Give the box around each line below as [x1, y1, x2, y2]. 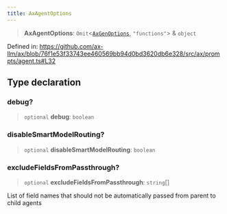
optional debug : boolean [23, 112, 95, 121]
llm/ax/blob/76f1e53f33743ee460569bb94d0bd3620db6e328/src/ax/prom [7, 49, 221, 58]
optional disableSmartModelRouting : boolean [23, 145, 156, 154]
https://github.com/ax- [39, 42, 104, 50]
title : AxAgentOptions [7, 10, 72, 17]
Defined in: [7, 42, 38, 50]
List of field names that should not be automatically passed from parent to [7, 191, 216, 200]
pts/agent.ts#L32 [7, 56, 56, 65]
